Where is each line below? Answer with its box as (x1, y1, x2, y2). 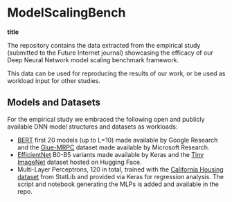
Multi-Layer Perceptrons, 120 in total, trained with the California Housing (17, 165, 224, 174)
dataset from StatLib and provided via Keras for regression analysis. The (17, 172, 224, 181)
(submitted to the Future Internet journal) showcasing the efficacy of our (7, 48, 213, 57)
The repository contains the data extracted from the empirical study (7, 41, 201, 49)
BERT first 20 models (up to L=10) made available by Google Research (17, 136, 218, 144)
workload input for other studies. (7, 76, 100, 84)
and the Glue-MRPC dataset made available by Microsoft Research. (17, 143, 210, 151)
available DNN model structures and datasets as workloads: (7, 122, 178, 131)
